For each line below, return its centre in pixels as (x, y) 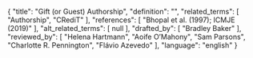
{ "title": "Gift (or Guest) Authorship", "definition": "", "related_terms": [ (123, 12)
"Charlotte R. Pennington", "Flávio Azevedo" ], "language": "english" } (122, 45)
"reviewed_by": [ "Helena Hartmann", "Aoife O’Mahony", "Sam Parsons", (127, 37)
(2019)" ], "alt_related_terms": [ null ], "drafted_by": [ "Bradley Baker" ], (124, 28)
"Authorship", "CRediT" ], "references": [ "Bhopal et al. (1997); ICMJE (121, 20)
